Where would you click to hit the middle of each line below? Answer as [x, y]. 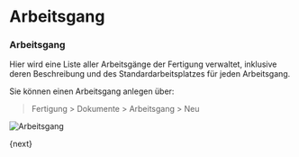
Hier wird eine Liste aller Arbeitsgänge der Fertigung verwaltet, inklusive [143, 64]
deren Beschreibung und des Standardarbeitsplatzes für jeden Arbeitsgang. [150, 74]
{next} [21, 144]
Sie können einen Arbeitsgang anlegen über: [92, 91]
